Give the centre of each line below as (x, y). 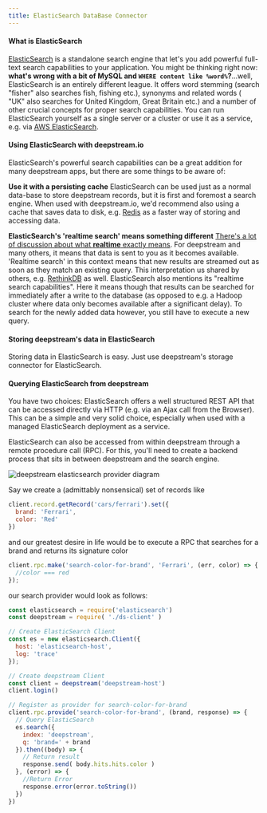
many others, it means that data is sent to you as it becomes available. (124, 253)
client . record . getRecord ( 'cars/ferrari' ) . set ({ (89, 505)
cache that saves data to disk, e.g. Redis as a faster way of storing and (124, 212)
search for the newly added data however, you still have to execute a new (129, 313)
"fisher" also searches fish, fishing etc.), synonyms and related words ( (125, 93)
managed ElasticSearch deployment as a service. (89, 427)
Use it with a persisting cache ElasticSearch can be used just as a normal (130, 187)
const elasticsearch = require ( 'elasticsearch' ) (90, 610)
